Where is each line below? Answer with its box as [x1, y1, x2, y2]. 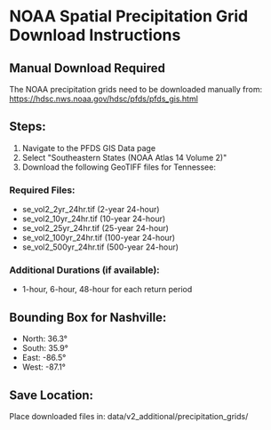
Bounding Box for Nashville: [9, 309, 167, 325]
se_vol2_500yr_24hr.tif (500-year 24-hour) [21, 242, 179, 252]
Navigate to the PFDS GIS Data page [21, 142, 156, 153]
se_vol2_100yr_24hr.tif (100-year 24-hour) [21, 233, 176, 243]
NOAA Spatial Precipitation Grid [9, 6, 249, 27]
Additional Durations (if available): [9, 264, 160, 276]
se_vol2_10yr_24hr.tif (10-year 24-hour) [21, 213, 166, 224]
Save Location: [9, 387, 94, 402]
